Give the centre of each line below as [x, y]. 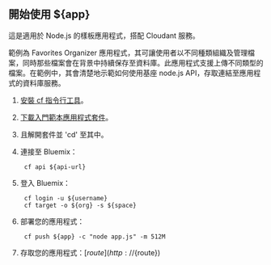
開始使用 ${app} [49, 15]
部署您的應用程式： [52, 221]
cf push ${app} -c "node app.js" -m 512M [95, 237]
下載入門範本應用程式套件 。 [66, 117]
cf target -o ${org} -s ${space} [80, 205]
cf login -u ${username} [66, 198]
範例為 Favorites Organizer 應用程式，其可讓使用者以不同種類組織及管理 [128, 53]
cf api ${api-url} [55, 167]
